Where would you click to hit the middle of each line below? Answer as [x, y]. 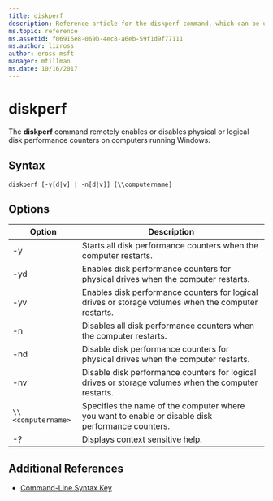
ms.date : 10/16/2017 [43, 69]
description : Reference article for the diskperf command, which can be [134, 24]
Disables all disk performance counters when [168, 326]
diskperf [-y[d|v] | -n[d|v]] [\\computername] [91, 184]
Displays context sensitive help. [142, 439]
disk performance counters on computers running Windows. [110, 140]
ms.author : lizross [41, 46]
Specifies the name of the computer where [163, 406]
